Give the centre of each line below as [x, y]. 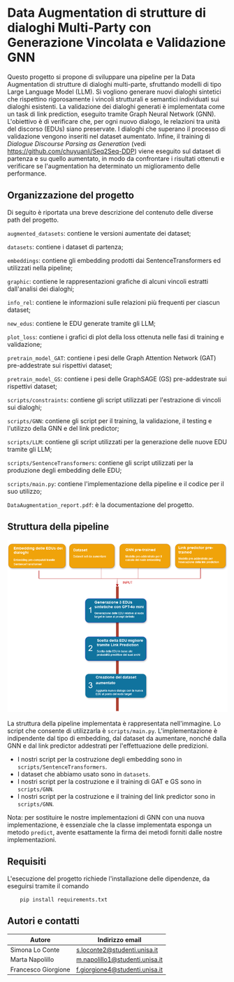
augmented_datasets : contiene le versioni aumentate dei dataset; [99, 233]
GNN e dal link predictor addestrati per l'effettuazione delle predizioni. [108, 746]
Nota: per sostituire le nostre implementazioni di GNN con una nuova [106, 817]
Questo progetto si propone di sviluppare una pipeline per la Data [101, 77]
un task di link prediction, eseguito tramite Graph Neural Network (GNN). [112, 114]
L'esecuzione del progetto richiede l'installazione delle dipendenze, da [109, 878]
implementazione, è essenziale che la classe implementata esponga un [109, 825]
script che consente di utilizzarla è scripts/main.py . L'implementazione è [112, 731]
